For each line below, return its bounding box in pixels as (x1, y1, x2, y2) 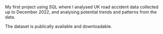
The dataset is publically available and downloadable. (5, 23, 112, 29)
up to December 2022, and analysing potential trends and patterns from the (5, 9, 157, 15)
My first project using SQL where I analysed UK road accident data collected (5, 4, 159, 10)
